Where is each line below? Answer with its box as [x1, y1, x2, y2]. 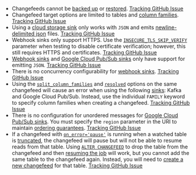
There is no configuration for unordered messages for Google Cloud [11, 112, 179, 119]
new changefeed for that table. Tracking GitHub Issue [11, 162, 143, 169]
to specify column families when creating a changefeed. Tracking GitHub [11, 99, 190, 106]
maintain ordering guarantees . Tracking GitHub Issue [11, 124, 141, 131]
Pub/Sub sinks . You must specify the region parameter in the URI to [11, 118, 177, 125]
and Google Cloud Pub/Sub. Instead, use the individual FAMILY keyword [11, 93, 185, 100]
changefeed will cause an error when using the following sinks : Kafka [11, 87, 182, 93]
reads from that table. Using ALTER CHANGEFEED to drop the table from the [11, 143, 188, 150]
